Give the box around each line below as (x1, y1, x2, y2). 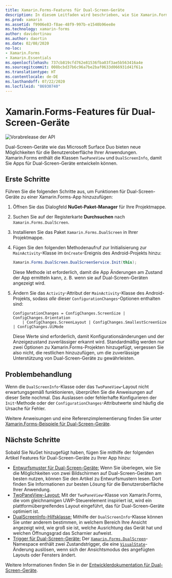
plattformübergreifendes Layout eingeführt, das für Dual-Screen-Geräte (12, 503, 165, 509)
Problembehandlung (5, 370, 72, 378)
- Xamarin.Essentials (5, 55, 52, 61)
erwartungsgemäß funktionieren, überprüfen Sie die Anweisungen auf (5, 389, 154, 395)
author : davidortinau (5, 31, 52, 36)
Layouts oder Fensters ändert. (12, 552, 77, 558)
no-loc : (5, 46, 22, 51)
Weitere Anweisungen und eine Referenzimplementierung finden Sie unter (5, 415, 162, 422)
